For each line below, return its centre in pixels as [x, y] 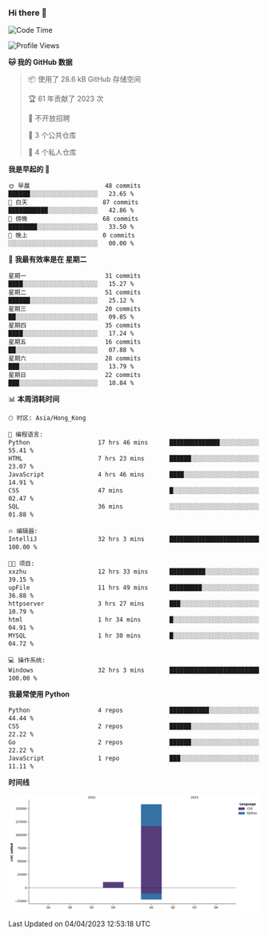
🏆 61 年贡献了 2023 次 [66, 98]
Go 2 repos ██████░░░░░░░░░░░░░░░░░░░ [134, 743]
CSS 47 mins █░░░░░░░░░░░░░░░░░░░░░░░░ [134, 491]
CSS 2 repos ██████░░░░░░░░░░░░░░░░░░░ [134, 727]
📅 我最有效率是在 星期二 [48, 259]
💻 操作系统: [27, 661]
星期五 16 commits [75, 342]
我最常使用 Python [39, 694]
